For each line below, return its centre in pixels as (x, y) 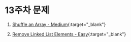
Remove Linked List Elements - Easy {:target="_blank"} (69, 34)
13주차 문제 (27, 10)
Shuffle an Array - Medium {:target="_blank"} (59, 24)
